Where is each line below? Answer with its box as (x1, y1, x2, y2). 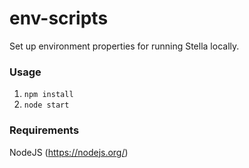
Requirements (9, 123, 80, 137)
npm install (23, 90, 74, 100)
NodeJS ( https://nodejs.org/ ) (9, 146, 129, 158)
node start (23, 100, 70, 111)
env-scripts (9, 7, 109, 30)
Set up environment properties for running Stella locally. (9, 40, 240, 52)
